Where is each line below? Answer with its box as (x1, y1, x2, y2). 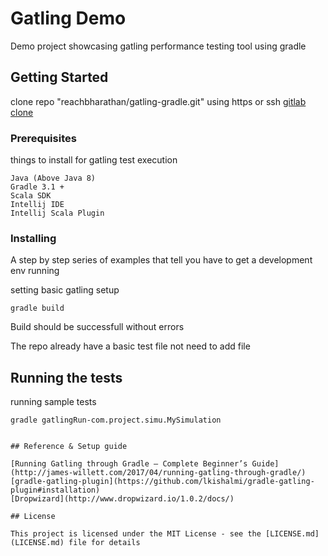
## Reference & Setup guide (10, 442, 128, 452)
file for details (68, 538, 141, 548)
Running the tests (10, 369, 123, 386)
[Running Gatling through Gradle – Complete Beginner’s (10, 459, 248, 469)
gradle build (10, 303, 65, 314)
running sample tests (10, 396, 97, 408)
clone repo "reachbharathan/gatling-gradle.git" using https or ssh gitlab (10, 95, 307, 107)
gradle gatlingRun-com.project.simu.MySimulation (10, 415, 222, 426)
